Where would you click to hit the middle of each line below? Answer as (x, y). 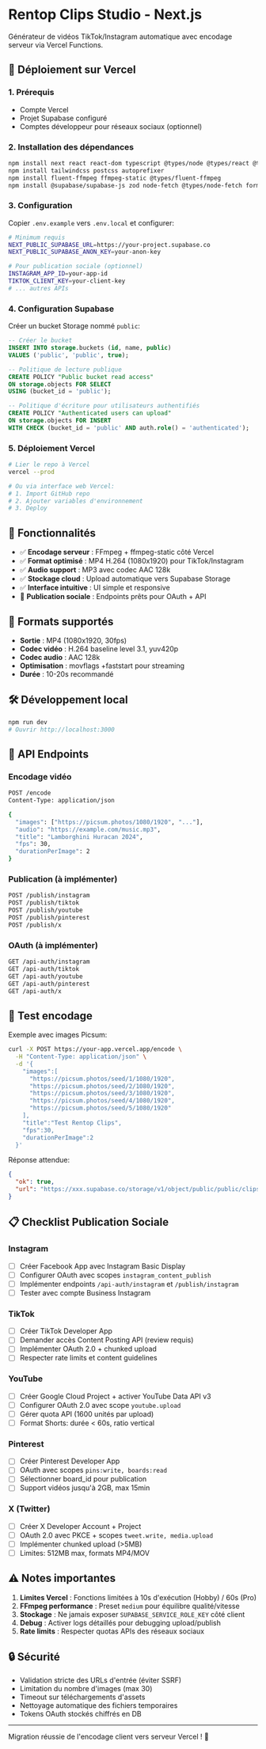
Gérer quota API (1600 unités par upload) (87, 1413)
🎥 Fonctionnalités (52, 533)
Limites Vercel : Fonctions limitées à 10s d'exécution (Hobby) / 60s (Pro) (138, 1597)
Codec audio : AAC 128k (60, 657)
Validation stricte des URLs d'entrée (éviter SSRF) (101, 1680)
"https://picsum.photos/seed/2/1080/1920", (102, 1086)
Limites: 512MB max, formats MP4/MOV (85, 1554)
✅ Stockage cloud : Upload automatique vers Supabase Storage (125, 579)
